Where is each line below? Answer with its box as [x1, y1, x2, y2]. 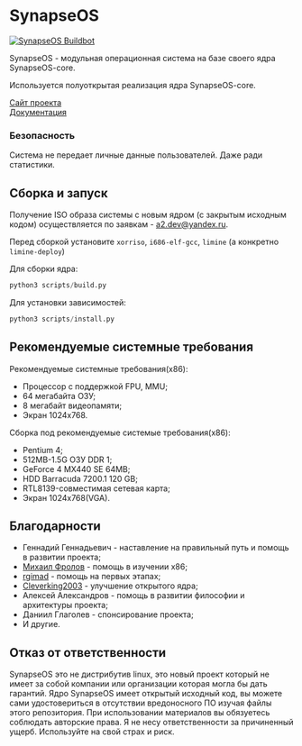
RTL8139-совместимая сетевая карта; [22, 483, 171, 494]
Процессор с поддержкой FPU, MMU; [22, 380, 169, 392]
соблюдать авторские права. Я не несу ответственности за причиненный [9, 717, 294, 728]
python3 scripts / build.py [9, 281, 106, 290]
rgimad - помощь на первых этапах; [22, 571, 161, 582]
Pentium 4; [22, 444, 63, 455]
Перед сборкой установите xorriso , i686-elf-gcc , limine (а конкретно [9, 236, 279, 248]
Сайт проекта [9, 96, 62, 108]
